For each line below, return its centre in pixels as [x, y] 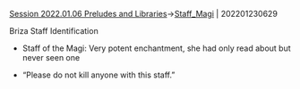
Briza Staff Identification [54, 31]
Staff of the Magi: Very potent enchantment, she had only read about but [156, 48]
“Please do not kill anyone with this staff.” [99, 75]
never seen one [51, 57]
